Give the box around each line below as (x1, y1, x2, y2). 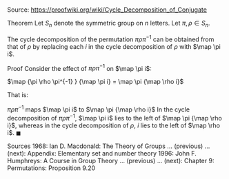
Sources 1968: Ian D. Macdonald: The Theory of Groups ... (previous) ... (7, 142, 210, 150)
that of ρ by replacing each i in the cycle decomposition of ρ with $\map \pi (7, 42, 221, 50)
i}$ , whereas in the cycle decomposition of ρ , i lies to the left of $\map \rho (7, 121, 221, 129)
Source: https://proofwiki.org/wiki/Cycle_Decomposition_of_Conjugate (7, 6, 207, 14)
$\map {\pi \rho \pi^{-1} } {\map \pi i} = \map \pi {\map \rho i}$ (7, 78, 184, 86)
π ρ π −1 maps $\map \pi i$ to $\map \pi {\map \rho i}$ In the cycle (7, 104, 190, 114)
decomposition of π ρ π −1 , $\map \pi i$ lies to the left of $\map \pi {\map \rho (7, 112, 222, 122)
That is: (7, 91, 29, 99)
